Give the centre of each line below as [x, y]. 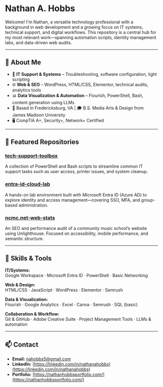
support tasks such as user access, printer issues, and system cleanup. [77, 172]
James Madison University [39, 115]
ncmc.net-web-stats [30, 218]
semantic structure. [24, 239]
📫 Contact [22, 345]
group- [148, 200]
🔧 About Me [23, 62]
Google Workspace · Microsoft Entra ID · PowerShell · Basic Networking [76, 275]
